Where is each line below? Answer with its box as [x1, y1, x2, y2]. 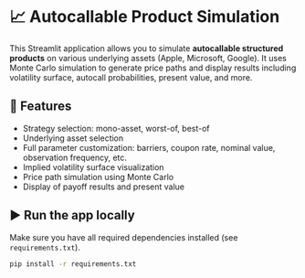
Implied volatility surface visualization [22, 161, 164, 173]
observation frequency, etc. [22, 152, 128, 163]
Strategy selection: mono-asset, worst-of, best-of [22, 123, 210, 134]
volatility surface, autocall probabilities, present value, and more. [9, 71, 253, 82]
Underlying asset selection [22, 133, 124, 144]
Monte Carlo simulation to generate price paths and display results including [9, 62, 297, 73]
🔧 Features [9, 99, 72, 114]
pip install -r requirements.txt [9, 259, 137, 269]
